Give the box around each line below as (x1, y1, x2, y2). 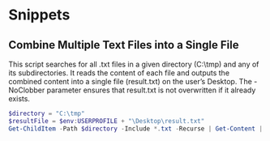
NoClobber (8, 85, 45, 95)
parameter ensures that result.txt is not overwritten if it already (46, 85, 256, 95)
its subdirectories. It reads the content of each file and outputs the (8, 68, 229, 78)
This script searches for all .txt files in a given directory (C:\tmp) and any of (8, 59, 259, 69)
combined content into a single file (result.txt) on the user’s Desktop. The (8, 77, 253, 86)
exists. (8, 94, 31, 103)
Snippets (8, 6, 71, 24)
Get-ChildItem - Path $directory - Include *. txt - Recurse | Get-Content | (8, 124, 264, 133)
